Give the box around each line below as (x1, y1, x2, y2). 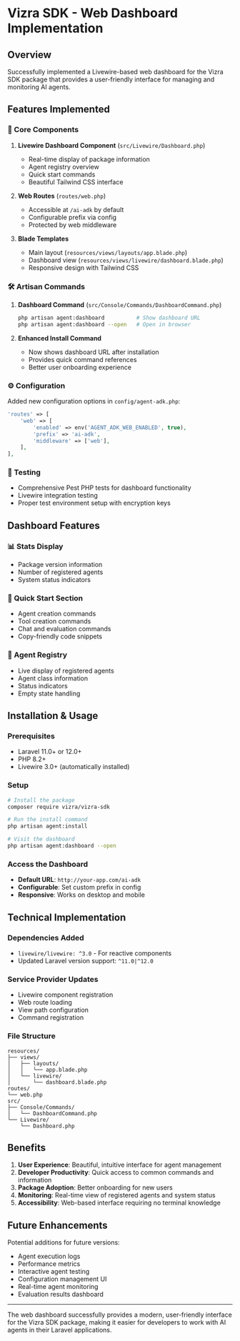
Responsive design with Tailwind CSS (28, 263, 139, 272)
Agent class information (17, 673, 89, 683)
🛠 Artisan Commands (7, 281, 86, 291)
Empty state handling (17, 689, 81, 698)
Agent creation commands (17, 609, 96, 618)
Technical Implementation (7, 911, 126, 923)
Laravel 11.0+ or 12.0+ (17, 748, 82, 756)
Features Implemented (7, 104, 111, 116)
